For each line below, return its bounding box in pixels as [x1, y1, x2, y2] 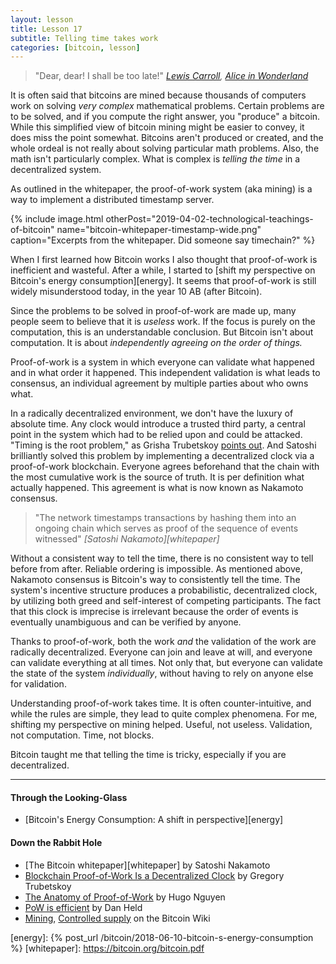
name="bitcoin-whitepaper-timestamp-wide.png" [56, 224, 262, 236]
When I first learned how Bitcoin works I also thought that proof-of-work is [10, 254, 318, 266]
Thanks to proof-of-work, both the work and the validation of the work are [10, 636, 317, 648]
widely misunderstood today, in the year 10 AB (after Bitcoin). [10, 286, 263, 298]
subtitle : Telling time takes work [10, 33, 159, 43]
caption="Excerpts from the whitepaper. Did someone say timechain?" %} [10, 234, 316, 246]
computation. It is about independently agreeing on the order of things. [10, 337, 303, 349]
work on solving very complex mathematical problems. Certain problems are [10, 100, 325, 112]
